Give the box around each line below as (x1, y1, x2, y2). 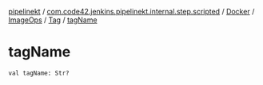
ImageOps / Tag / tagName (8, 15, 98, 25)
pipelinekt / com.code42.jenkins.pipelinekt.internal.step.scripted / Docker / (8, 7, 255, 16)
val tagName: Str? (8, 69, 70, 77)
